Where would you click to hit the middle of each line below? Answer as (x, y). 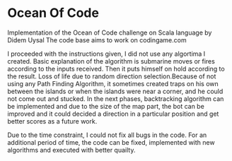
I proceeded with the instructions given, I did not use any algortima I (106, 54)
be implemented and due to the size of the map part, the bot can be (106, 106)
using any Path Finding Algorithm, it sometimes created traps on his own (113, 83)
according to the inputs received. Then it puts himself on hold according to (116, 68)
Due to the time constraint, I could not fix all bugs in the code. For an (107, 135)
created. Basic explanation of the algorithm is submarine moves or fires (111, 61)
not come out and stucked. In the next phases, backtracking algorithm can (116, 99)
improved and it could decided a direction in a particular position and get (113, 114)
